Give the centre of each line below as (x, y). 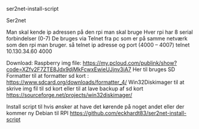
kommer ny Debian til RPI (37, 113)
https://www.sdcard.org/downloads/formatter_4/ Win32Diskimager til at (96, 82)
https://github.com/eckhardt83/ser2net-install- (128, 113)
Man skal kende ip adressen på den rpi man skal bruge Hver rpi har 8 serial (99, 32)
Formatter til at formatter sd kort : (48, 76)
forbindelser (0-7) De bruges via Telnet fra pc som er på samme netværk (97, 38)
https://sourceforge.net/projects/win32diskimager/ (69, 95)
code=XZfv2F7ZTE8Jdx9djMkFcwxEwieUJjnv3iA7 (69, 69)
